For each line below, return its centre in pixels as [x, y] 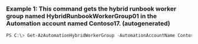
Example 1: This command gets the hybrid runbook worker [91, 9]
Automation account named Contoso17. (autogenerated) [88, 23]
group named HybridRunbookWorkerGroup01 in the [82, 16]
